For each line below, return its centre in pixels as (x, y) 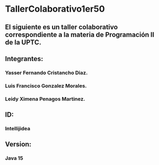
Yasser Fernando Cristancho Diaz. (46, 73)
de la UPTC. (23, 42)
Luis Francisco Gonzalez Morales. (46, 85)
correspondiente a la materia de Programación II (80, 34)
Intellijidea (18, 129)
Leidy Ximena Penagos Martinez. (45, 99)
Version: (18, 144)
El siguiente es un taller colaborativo (61, 27)
